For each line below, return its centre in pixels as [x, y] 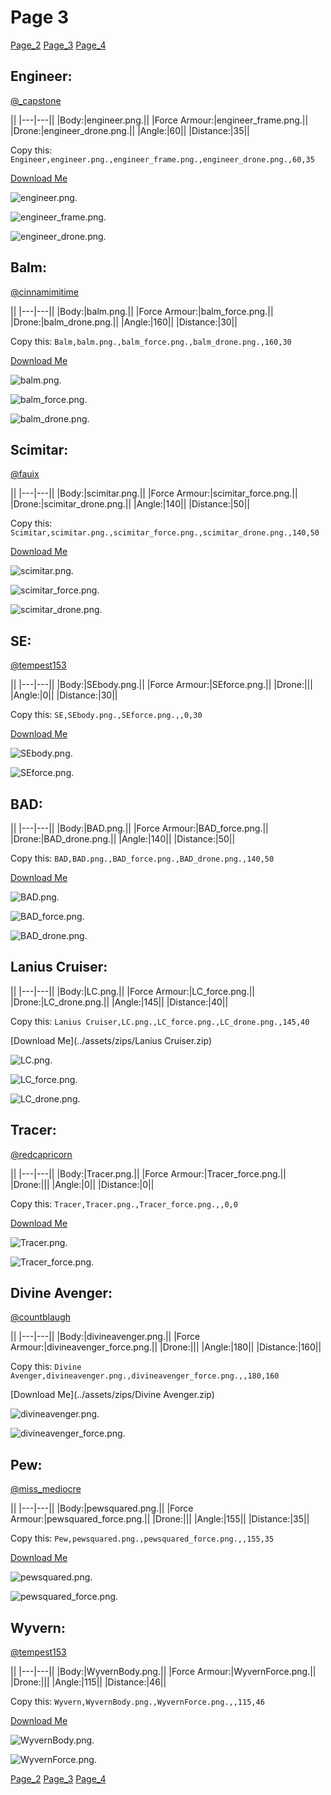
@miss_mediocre [46, 1489]
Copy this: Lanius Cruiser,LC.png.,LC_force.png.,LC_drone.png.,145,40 [160, 1021]
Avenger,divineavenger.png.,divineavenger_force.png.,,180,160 [145, 1376]
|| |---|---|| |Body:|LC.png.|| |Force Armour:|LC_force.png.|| [133, 991]
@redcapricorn [41, 1154]
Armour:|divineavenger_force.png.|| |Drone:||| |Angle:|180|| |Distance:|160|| [166, 1347]
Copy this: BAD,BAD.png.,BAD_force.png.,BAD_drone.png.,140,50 [142, 858]
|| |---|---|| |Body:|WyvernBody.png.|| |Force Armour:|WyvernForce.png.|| [163, 1672]
